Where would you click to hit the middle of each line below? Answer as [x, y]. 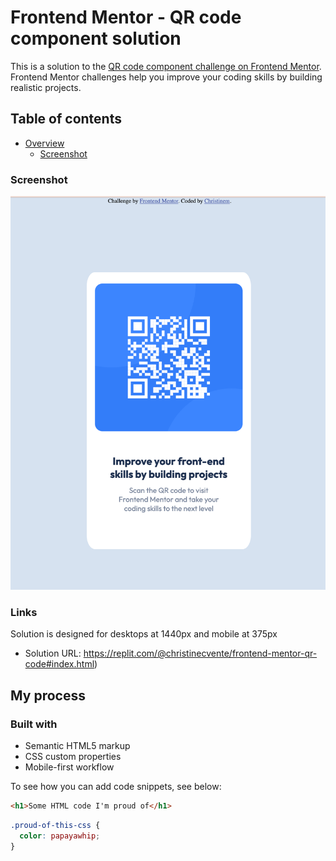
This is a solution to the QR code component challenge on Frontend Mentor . [166, 66]
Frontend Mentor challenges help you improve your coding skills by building [166, 77]
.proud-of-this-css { [55, 826]
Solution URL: [53, 653]
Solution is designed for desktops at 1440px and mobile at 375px [144, 634]
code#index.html [59, 664]
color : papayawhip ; [60, 836]
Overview [44, 143]
